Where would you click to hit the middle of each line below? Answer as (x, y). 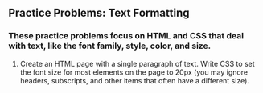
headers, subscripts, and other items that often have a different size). (134, 80)
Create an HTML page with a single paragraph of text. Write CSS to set (137, 63)
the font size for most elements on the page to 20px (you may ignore (134, 72)
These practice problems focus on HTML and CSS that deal (126, 36)
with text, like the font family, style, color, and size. (110, 46)
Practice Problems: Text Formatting (99, 13)
